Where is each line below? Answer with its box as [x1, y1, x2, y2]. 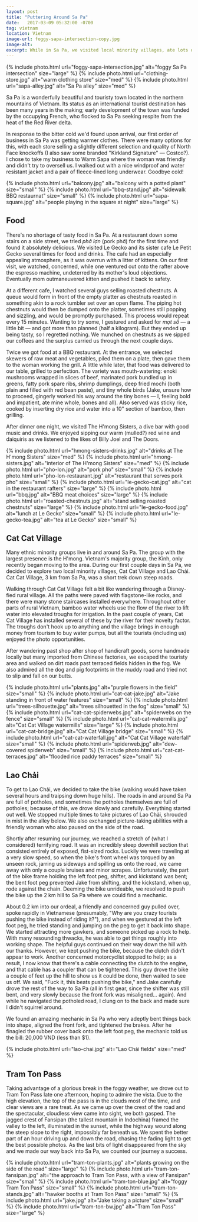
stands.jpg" [6, 1191, 34, 1197]
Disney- [167, 585, 187, 592]
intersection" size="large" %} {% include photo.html [6, 69, 133, 77]
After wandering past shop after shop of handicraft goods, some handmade [6, 647, 190, 654]
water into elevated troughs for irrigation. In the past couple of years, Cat [6, 611, 184, 618]
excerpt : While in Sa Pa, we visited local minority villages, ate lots [6, 47, 189, 53]
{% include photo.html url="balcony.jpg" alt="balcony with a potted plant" [6, 179, 186, 186]
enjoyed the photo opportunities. [6, 636, 85, 643]
